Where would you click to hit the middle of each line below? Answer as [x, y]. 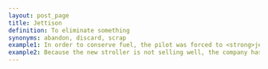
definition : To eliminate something [69, 30]
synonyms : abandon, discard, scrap [67, 38]
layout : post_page [39, 15]
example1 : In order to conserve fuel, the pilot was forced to [116, 45]
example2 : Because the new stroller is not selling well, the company [128, 52]
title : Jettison [35, 23]
